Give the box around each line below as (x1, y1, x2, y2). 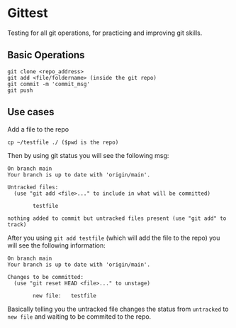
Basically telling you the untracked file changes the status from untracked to (7, 305, 229, 313)
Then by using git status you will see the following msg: (7, 151, 169, 159)
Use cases (7, 106, 55, 118)
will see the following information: (7, 240, 106, 250)
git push (7, 87, 33, 94)
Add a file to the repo (7, 125, 69, 133)
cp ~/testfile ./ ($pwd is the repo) (7, 139, 119, 146)
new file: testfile (33, 292, 97, 300)
